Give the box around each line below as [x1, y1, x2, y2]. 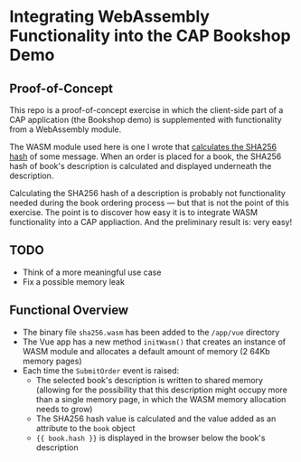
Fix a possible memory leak [22, 276, 125, 287]
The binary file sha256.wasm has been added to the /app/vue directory [22, 326, 280, 337]
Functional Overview [9, 303, 129, 318]
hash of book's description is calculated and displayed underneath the [9, 161, 272, 171]
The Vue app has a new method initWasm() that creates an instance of [22, 336, 287, 347]
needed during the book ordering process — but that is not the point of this [9, 197, 289, 208]
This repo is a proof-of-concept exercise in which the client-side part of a [9, 105, 284, 115]
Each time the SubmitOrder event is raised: [22, 364, 180, 376]
